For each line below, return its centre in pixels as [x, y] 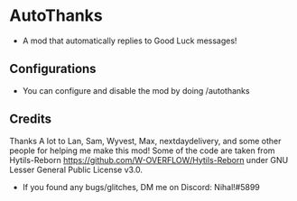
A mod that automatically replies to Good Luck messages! [130, 41]
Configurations [53, 69]
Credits [31, 119]
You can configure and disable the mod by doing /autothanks [136, 90]
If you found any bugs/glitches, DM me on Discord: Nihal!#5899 [141, 187]
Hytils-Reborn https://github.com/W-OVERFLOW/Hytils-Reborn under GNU [149, 160]
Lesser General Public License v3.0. [76, 169]
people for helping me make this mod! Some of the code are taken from [142, 151]
